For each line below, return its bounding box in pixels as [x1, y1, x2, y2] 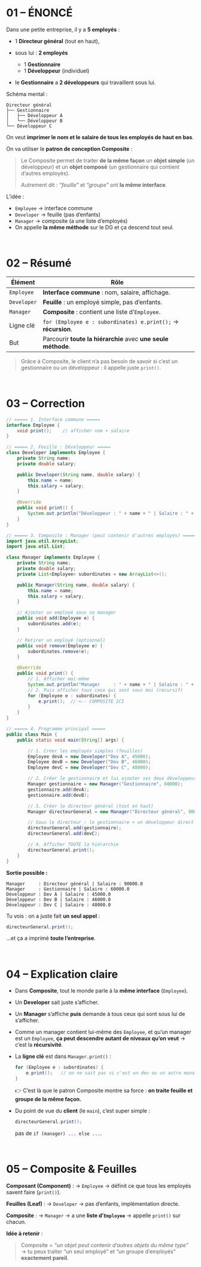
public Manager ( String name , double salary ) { [17, 582, 135, 588]
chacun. [6, 1218, 26, 1225]
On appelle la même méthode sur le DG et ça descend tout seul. [14, 223, 174, 231]
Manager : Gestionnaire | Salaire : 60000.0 [6, 886, 130, 892]
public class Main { [6, 731, 58, 737]
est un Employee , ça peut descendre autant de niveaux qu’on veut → [14, 1035, 185, 1042]
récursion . [42, 325, 73, 333]
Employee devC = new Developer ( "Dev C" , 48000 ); [28, 764, 151, 771]
